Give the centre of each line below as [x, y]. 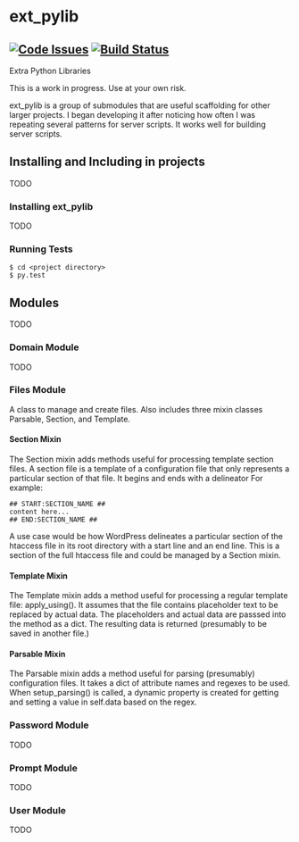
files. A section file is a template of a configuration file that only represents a [149, 469]
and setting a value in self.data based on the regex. [104, 702]
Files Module [38, 390]
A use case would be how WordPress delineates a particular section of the [146, 537]
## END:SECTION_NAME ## [54, 520]
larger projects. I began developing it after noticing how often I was [133, 115]
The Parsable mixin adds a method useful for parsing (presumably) [133, 674]
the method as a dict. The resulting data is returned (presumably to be [138, 624]
